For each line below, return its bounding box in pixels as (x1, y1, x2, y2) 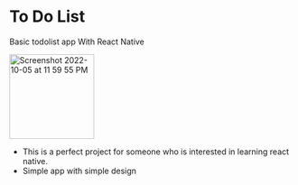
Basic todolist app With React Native (9, 36, 144, 47)
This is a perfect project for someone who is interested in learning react (22, 146, 290, 157)
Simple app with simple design (22, 165, 137, 176)
